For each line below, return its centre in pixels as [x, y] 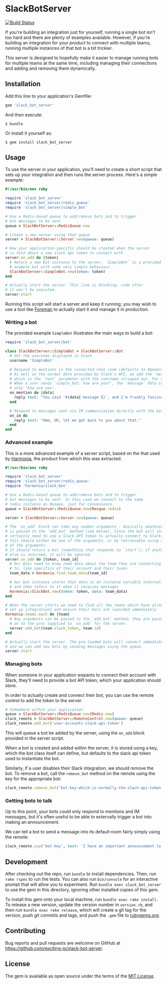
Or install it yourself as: [29, 133]
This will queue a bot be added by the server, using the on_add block [75, 733]
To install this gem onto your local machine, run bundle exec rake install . [82, 899]
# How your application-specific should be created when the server [78, 248]
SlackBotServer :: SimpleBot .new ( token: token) [58, 272]
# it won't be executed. [31, 290]
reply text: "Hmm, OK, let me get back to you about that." [78, 420]
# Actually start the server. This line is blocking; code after [74, 285]
